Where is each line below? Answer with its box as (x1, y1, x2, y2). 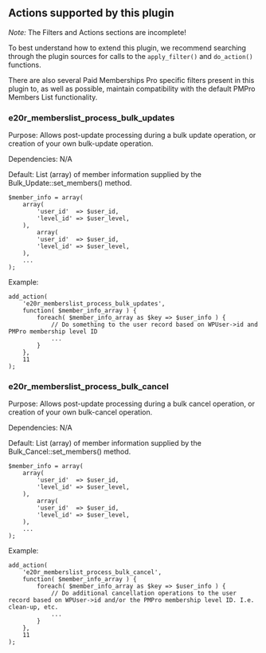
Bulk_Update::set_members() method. (8, 179, 132, 188)
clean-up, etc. (8, 604, 59, 612)
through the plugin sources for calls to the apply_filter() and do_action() (8, 51, 253, 61)
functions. (8, 60, 41, 69)
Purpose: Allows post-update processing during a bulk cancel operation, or (8, 399, 256, 409)
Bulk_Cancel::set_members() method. (8, 446, 131, 457)
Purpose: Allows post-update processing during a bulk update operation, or (8, 131, 256, 140)
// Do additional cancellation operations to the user (50, 589, 237, 597)
